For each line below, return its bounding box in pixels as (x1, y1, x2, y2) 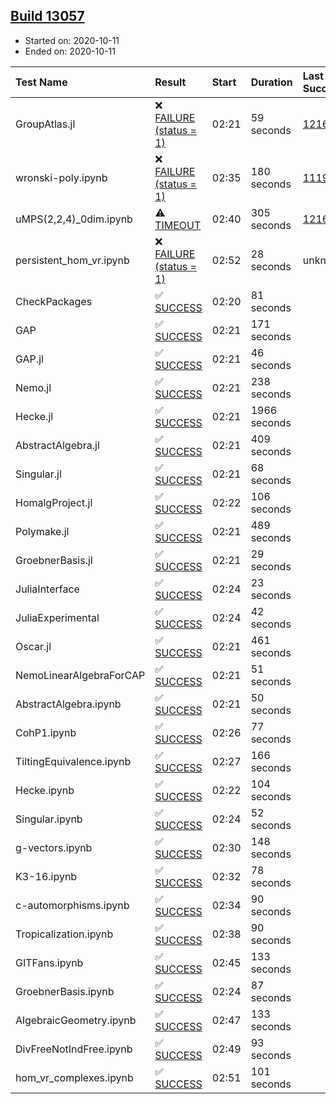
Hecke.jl (15, 409, 54, 423)
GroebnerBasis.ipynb (15, 984, 115, 998)
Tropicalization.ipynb (15, 927, 114, 941)
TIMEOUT (154, 218, 202, 232)
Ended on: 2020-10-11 (24, 45, 116, 57)
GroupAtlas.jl (15, 117, 76, 131)
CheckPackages (15, 294, 93, 308)
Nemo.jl (15, 380, 52, 394)
